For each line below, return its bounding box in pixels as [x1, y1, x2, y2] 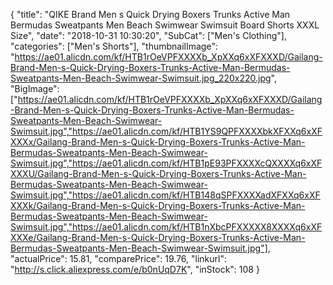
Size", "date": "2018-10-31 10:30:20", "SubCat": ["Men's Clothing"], [10, 30, 287, 41]
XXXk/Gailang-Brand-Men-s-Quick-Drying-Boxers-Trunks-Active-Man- [10, 200, 306, 211]
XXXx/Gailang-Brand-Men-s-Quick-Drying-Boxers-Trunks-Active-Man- [10, 136, 306, 148]
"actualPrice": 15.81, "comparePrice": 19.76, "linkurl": [10, 253, 227, 264]
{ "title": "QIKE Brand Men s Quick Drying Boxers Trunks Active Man [10, 9, 291, 20]
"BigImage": [10, 83, 60, 94]
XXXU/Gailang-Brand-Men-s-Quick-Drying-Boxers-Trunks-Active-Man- [10, 168, 307, 179]
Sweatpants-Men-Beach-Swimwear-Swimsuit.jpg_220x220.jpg [10, 72, 272, 84]
